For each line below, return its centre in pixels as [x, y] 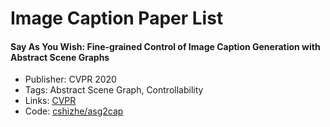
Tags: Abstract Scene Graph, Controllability [114, 90]
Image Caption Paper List [117, 18]
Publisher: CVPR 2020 [70, 79]
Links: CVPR [50, 101]
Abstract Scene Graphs [60, 57]
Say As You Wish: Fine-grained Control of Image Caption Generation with [165, 46]
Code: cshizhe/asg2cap [74, 111]
